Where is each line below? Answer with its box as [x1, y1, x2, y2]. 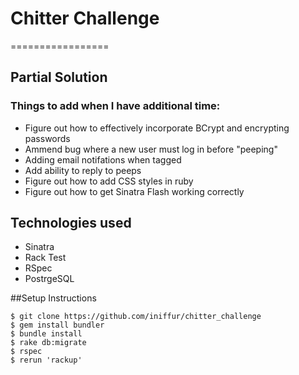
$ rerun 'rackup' [10, 355, 83, 366]
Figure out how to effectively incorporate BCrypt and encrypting [24, 122, 290, 134]
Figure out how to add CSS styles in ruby [24, 175, 194, 187]
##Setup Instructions [10, 292, 97, 304]
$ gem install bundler [10, 320, 105, 331]
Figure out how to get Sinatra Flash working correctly [24, 185, 245, 197]
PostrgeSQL [24, 273, 75, 285]
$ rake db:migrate [10, 338, 87, 348]
